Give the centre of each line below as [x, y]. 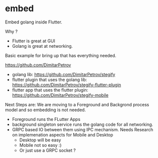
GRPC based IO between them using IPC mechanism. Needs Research [83, 129]
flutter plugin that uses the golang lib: [50, 79]
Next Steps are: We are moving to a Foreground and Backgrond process [77, 104]
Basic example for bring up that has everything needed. [61, 55]
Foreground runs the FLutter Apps [46, 119]
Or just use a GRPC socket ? [48, 150]
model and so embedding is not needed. [45, 110]
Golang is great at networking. [42, 46]
